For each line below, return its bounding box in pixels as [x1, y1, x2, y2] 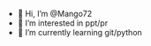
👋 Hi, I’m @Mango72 [17, 9, 93, 19]
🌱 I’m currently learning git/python [17, 27, 143, 37]
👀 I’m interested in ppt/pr [17, 18, 109, 28]
